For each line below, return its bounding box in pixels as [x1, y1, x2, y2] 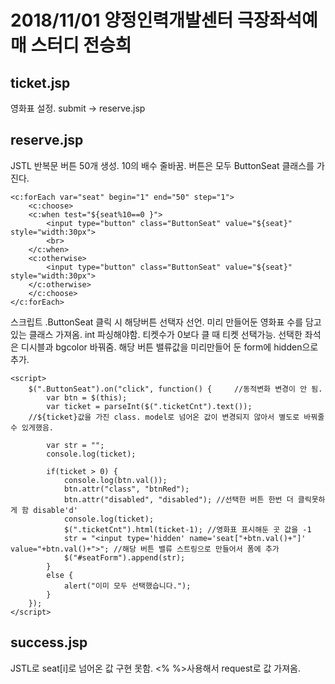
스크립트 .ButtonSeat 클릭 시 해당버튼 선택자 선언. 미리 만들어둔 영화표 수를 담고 [10, 316, 322, 328]
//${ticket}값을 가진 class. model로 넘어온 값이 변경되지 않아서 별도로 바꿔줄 [28, 412, 325, 422]
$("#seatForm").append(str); [63, 552, 186, 563]
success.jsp [10, 634, 88, 651]
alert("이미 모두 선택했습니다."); [63, 581, 192, 591]
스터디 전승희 [30, 34, 132, 57]
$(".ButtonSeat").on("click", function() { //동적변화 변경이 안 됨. [28, 384, 323, 394]
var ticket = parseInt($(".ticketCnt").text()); [46, 401, 253, 411]
